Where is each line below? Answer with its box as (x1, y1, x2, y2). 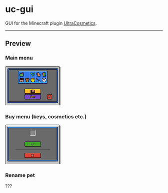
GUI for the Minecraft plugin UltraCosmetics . (5, 20, 97, 26)
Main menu (5, 54, 33, 61)
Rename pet (5, 171, 35, 178)
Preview (5, 39, 31, 48)
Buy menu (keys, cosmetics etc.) (5, 113, 86, 120)
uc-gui (5, 4, 33, 15)
